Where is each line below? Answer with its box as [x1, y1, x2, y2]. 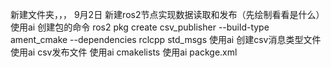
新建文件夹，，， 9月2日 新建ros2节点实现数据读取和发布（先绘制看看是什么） [10, 9, 325, 20]
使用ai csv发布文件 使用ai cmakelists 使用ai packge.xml [10, 46, 238, 58]
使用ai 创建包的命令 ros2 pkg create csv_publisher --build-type [10, 21, 270, 33]
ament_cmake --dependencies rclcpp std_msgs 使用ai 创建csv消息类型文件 [10, 34, 322, 45]
